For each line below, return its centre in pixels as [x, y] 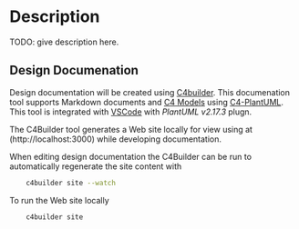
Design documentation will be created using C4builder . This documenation [149, 92]
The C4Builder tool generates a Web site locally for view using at [131, 129]
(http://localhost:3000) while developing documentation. [115, 139]
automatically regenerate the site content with [96, 166]
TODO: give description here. [64, 42]
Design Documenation [74, 70]
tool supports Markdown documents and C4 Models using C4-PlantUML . [147, 102]
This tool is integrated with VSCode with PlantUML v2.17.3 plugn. [131, 112]
